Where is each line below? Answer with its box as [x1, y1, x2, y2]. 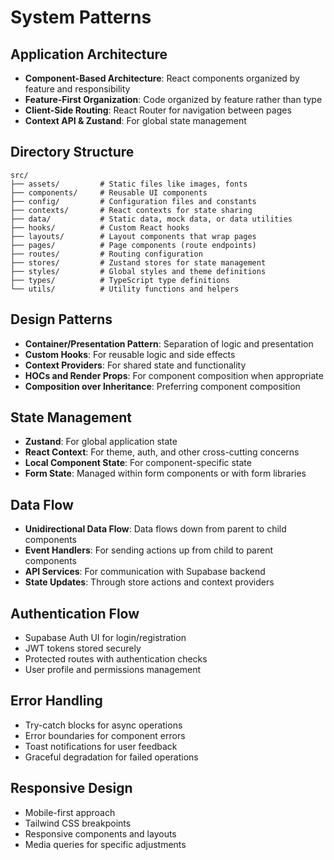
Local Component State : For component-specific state [24, 457, 252, 469]
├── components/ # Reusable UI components [10, 187, 208, 198]
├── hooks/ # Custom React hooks [10, 222, 190, 233]
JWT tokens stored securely [24, 642, 142, 655]
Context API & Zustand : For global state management [24, 115, 247, 126]
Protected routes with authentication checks [24, 653, 208, 665]
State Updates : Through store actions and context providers [24, 576, 275, 588]
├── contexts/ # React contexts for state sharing [10, 205, 253, 215]
